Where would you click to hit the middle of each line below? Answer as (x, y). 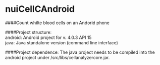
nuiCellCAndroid (40, 9)
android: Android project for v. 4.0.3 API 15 (48, 37)
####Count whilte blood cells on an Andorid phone (57, 23)
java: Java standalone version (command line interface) (62, 42)
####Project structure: (28, 32)
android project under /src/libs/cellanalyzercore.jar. (57, 57)
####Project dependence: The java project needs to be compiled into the (80, 52)
